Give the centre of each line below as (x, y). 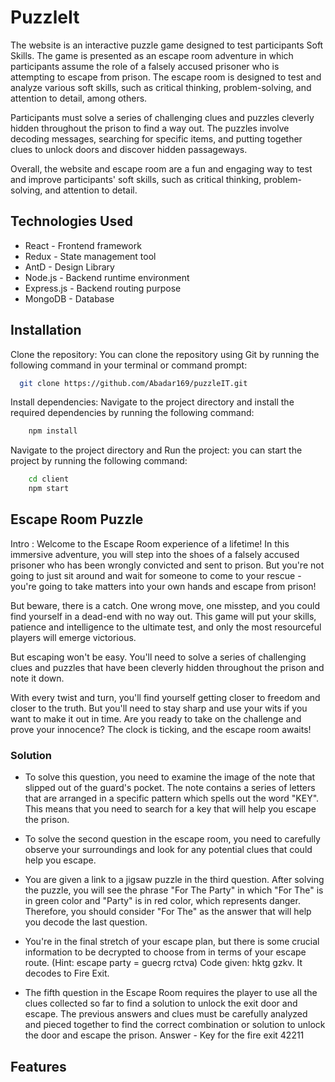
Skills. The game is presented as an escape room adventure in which (152, 55)
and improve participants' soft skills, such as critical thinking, (136, 179)
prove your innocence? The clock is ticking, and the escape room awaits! (161, 729)
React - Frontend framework (83, 245)
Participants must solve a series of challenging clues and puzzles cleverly (162, 117)
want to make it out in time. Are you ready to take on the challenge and (156, 718)
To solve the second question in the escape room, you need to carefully (172, 839)
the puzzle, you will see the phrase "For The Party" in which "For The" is (174, 890)
